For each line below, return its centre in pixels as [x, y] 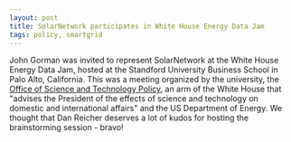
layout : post [34, 18]
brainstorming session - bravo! [66, 128]
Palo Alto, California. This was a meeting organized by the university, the [145, 80]
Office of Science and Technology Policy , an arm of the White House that [145, 89]
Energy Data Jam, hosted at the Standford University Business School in [144, 70]
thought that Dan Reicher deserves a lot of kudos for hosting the [129, 118]
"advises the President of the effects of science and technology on [134, 99]
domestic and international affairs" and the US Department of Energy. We [146, 109]
